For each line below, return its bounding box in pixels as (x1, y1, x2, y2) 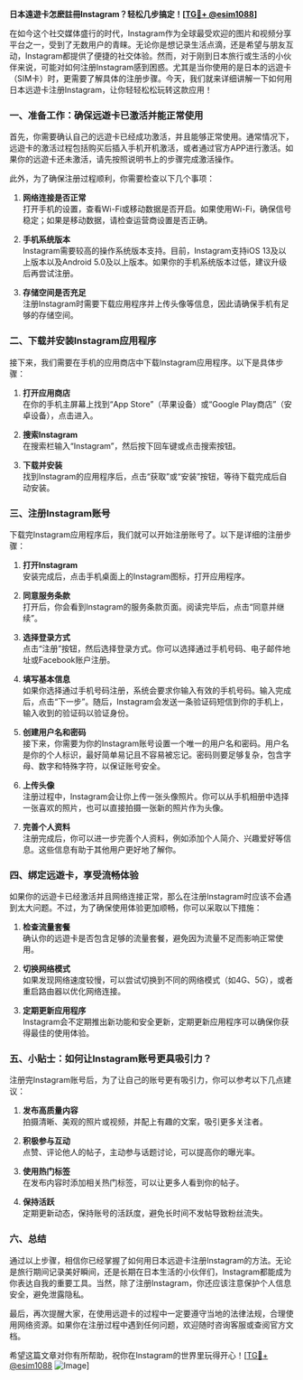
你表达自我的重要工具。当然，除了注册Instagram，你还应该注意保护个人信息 (9, 1277, 291, 1288)
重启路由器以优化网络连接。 (22, 986, 126, 997)
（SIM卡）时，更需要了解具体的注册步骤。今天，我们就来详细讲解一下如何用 (9, 73, 293, 84)
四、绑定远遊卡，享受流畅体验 (9, 869, 140, 881)
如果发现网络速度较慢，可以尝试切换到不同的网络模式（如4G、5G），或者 (22, 974, 294, 985)
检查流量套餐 (22, 921, 70, 933)
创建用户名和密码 (22, 726, 87, 737)
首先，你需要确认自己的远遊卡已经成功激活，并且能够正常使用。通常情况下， (9, 131, 294, 143)
